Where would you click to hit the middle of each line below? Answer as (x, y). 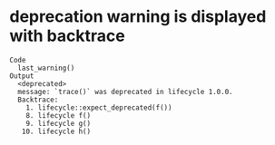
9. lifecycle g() (59, 123)
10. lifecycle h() (56, 131)
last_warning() (46, 68)
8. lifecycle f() (59, 115)
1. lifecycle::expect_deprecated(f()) (99, 107)
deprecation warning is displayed (138, 17)
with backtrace (67, 36)
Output (22, 76)
